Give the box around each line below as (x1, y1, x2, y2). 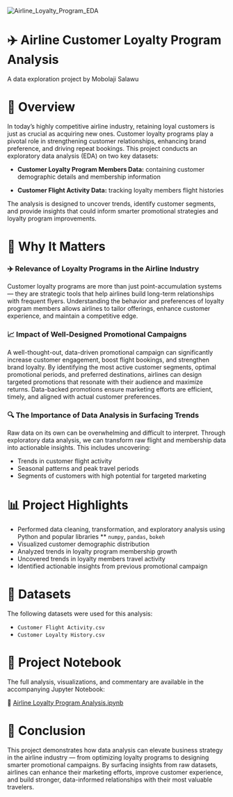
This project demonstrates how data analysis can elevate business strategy (7, 746, 223, 754)
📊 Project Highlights (7, 497, 129, 513)
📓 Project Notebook (7, 654, 122, 670)
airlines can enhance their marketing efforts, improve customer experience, (7, 768, 224, 776)
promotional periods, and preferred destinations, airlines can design (7, 370, 202, 378)
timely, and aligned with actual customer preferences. (7, 392, 161, 401)
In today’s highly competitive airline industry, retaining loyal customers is (7, 122, 216, 130)
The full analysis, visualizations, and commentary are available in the (7, 677, 204, 686)
